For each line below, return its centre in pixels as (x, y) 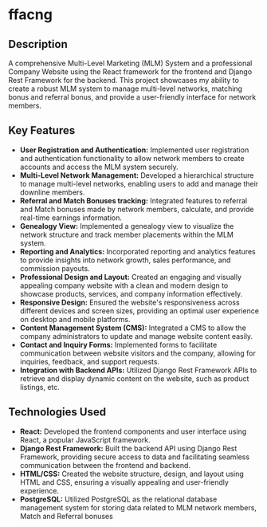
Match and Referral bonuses (66, 516)
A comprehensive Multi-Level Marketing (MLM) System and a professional (130, 63)
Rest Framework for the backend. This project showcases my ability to (124, 80)
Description (38, 44)
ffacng (31, 15)
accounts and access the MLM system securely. (99, 167)
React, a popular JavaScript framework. (85, 439)
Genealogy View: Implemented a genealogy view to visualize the (127, 226)
